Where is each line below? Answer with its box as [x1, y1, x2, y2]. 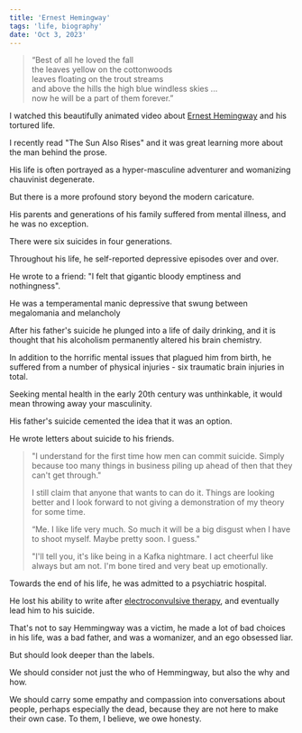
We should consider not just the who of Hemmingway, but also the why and [9, 667, 290, 678]
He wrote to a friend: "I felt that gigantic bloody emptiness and [9, 271, 242, 282]
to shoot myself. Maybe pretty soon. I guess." [31, 534, 201, 545]
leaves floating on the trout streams [31, 74, 164, 85]
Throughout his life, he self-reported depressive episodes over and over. [9, 253, 279, 264]
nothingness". [9, 280, 61, 291]
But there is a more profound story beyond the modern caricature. [9, 191, 255, 203]
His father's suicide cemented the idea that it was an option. [9, 416, 233, 426]
